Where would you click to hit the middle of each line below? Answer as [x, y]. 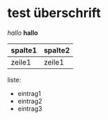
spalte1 [24, 50]
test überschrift [54, 13]
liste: [14, 80]
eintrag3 [30, 109]
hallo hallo [23, 33]
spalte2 [57, 50]
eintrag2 [30, 101]
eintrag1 [29, 93]
